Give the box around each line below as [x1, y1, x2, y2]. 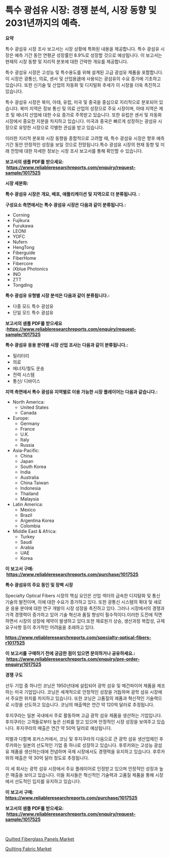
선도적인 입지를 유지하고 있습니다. [14, 778, 81, 784]
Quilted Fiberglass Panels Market [5, 836, 75, 842]
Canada [20, 409, 37, 416]
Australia [20, 474, 39, 480]
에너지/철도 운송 [12, 365, 45, 371]
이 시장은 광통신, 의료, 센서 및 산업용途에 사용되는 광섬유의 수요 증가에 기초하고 [5, 76, 161, 82]
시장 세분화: [5, 180, 29, 186]
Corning [12, 211, 30, 218]
